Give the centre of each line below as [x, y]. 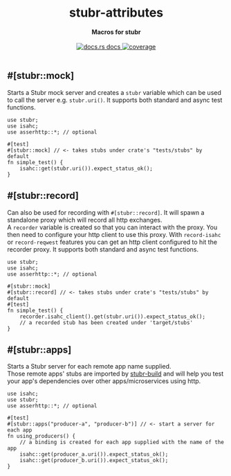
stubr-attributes [116, 13]
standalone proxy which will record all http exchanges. [85, 220]
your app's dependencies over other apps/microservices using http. [104, 381]
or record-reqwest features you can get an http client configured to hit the [112, 242]
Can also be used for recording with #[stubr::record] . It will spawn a [106, 212]
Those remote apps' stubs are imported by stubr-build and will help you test [115, 374]
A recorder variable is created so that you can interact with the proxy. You [112, 227]
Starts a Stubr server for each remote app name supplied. [89, 367]
